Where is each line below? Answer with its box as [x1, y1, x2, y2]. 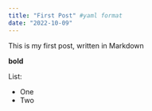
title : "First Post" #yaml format [8, 11, 123, 20]
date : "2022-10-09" [8, 19, 73, 27]
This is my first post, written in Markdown [8, 40, 145, 50]
